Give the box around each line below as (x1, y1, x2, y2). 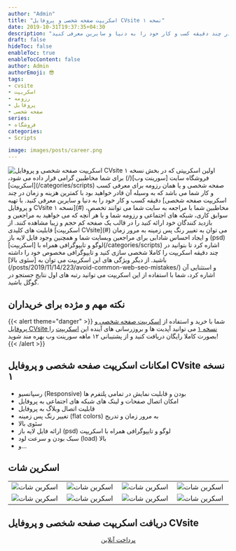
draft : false (8, 36, 46, 44)
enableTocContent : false (8, 56, 81, 63)
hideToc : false (8, 43, 53, 50)
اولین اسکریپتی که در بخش (145, 166, 216, 175)
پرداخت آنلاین (101, 536, 136, 544)
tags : (8, 75, 24, 83)
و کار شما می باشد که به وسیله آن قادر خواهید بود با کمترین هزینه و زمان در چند (8, 189, 214, 197)
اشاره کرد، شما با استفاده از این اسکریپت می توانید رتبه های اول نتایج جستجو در (8, 271, 216, 279)
